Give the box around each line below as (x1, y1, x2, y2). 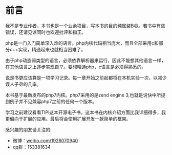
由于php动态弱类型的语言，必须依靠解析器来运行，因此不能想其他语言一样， (5, 57, 166, 63)
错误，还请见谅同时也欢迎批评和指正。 (5, 29, 86, 35)
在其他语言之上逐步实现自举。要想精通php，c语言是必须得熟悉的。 (5, 64, 146, 70)
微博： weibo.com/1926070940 (12, 137, 78, 144)
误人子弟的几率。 (5, 81, 41, 87)
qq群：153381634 (12, 144, 51, 150)
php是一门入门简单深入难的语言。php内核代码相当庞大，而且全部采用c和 (5, 40, 159, 46)
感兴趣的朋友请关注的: (5, 126, 52, 132)
